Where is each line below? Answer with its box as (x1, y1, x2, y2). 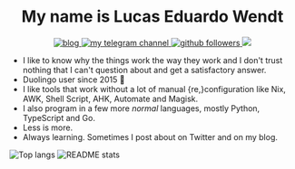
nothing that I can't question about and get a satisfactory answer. (22, 64, 267, 75)
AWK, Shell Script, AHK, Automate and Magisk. (22, 93, 198, 104)
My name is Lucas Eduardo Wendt (21, 6, 284, 27)
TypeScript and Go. (22, 112, 95, 123)
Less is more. (22, 122, 74, 133)
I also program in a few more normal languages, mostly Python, (22, 102, 261, 114)
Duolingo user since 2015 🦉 (22, 74, 125, 85)
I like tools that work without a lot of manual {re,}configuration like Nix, (22, 83, 286, 94)
